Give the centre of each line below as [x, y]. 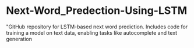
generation [19, 39]
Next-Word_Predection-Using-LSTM [97, 11]
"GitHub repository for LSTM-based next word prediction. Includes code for [97, 27]
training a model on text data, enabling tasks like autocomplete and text [92, 32]
